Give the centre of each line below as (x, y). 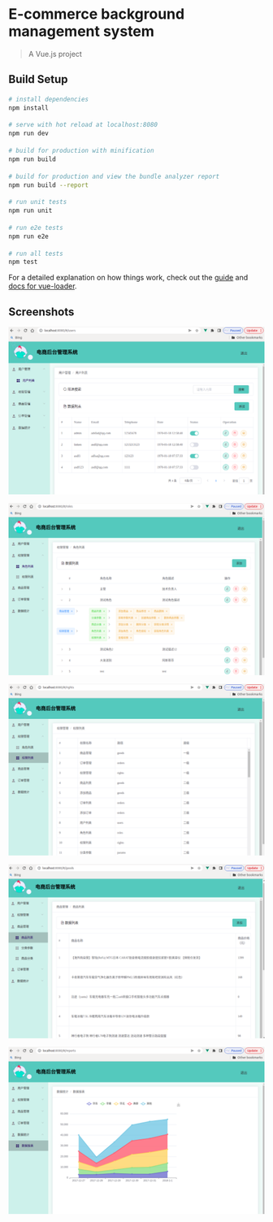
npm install (28, 108)
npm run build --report (49, 185)
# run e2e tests (36, 227)
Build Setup (38, 79)
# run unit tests (38, 202)
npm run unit (30, 211)
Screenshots (41, 312)
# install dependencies (49, 99)
